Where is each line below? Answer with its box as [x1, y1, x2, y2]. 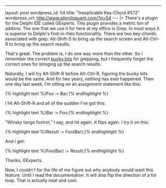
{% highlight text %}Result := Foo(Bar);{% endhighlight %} [5, 129, 124, 134]
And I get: [5, 138, 25, 144]
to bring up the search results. [9, 41, 71, 47]
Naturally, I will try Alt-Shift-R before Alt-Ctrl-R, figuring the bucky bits [5, 71, 148, 76]
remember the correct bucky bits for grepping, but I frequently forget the [5, 56, 154, 62]
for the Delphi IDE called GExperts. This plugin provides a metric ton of [5, 20, 149, 26]
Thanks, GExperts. [5, 157, 43, 163]
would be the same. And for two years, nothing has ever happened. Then [5, 76, 154, 82]
